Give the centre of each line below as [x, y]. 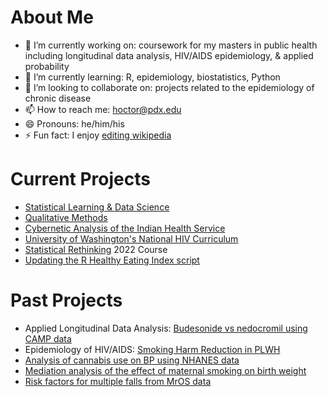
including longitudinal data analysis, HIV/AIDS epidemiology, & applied [169, 55]
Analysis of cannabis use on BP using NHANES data [132, 360]
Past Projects [66, 300]
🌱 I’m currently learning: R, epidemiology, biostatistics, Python [152, 77]
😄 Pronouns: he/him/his [74, 123]
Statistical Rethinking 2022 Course [96, 249]
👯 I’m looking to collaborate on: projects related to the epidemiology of [169, 87]
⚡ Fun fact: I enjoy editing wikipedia [98, 135]
